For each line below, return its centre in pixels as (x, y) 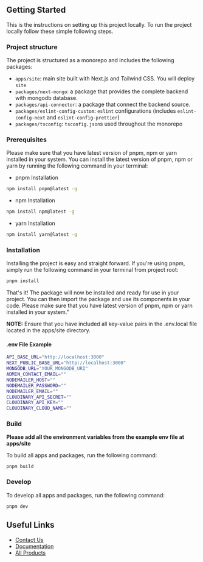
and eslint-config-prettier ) (83, 118)
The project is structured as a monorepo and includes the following (90, 60)
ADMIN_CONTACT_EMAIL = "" (36, 374)
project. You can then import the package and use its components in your (98, 299)
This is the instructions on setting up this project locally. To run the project (99, 24)
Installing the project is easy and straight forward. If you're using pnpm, (96, 263)
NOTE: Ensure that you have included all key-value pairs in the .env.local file (102, 324)
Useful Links (30, 525)
